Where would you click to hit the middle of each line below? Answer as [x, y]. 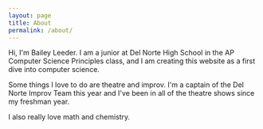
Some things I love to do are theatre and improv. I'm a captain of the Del [126, 85]
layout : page [30, 15]
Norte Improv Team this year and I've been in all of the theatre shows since [131, 93]
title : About [30, 23]
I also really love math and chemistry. [69, 117]
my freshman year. [39, 102]
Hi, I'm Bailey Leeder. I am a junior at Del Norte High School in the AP [122, 53]
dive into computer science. [54, 70]
